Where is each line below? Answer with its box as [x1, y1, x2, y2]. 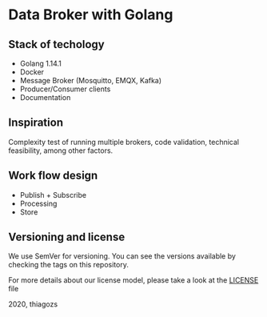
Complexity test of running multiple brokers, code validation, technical [8, 137, 240, 146]
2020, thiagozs [8, 299, 58, 309]
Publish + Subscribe [19, 190, 86, 199]
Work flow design [8, 169, 98, 183]
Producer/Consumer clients [19, 84, 111, 94]
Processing [19, 199, 58, 208]
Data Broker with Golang [8, 6, 173, 24]
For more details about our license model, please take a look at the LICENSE [8, 275, 259, 285]
